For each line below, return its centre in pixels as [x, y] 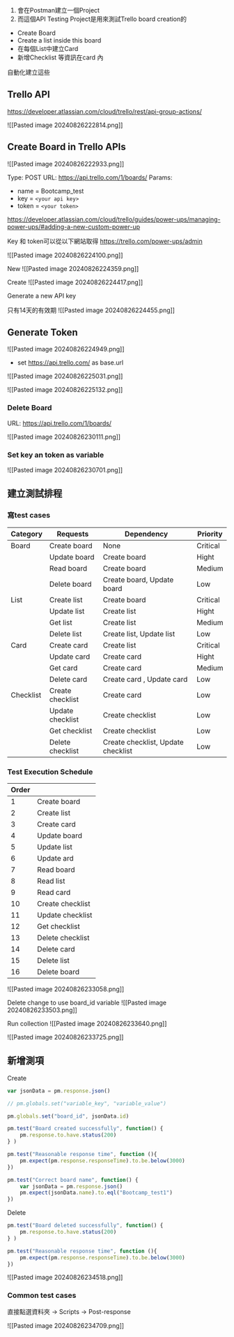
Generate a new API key [42, 295]
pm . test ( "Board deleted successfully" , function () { [85, 1226]
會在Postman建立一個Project [58, 10]
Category [27, 534]
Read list [51, 881]
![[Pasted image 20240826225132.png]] [65, 390]
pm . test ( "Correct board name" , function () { [73, 1180]
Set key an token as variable [56, 455]
